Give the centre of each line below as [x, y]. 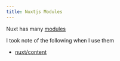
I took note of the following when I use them [60, 40]
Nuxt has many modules [36, 29]
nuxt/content [31, 52]
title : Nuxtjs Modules [34, 12]
